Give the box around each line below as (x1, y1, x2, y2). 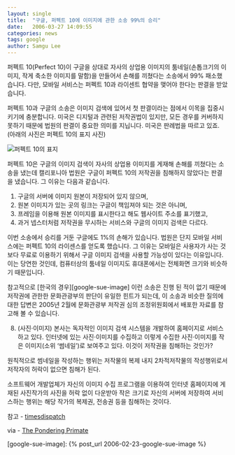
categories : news (7, 29, 58, 37)
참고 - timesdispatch (7, 412, 66, 420)
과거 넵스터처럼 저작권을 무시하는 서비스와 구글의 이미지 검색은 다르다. (17, 218, 208, 226)
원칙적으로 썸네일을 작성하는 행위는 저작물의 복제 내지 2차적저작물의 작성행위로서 (7, 356, 228, 364)
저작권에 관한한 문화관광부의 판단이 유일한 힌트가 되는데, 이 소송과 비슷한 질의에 (7, 291, 224, 300)
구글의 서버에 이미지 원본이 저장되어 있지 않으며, (17, 192, 148, 200)
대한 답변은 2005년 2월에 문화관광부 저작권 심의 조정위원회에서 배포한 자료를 (7, 301, 217, 308)
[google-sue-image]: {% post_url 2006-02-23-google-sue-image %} (7, 440, 206, 448)
